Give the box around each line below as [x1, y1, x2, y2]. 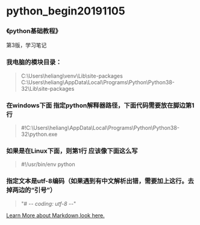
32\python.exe [20, 131, 58, 138]
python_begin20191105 [6, 4, 125, 18]
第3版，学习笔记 [6, 42, 47, 49]
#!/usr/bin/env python [20, 161, 75, 168]
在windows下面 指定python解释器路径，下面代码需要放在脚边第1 [6, 101, 195, 109]
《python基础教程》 [6, 27, 61, 35]
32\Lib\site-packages [20, 85, 75, 92]
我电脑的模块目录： [6, 58, 62, 67]
